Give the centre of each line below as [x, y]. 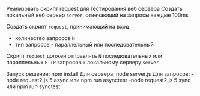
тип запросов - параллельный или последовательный [84, 44]
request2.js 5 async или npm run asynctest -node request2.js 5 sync [105, 80]
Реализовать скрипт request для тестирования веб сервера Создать [95, 9]
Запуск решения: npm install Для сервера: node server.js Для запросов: [98, 74]
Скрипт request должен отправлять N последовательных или [84, 56]
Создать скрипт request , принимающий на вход [68, 27]
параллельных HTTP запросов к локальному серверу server [83, 62]
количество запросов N [45, 38]
